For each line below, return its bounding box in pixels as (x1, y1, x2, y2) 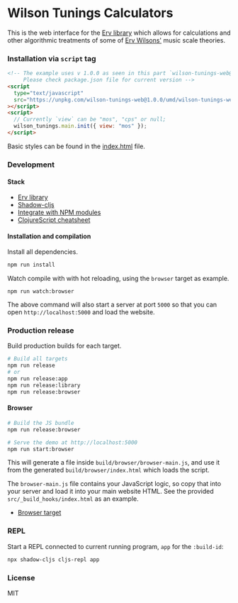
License (7, 572, 35, 582)
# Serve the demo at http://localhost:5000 (7, 438, 138, 446)
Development (7, 160, 55, 170)
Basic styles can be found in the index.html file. (7, 142, 145, 150)
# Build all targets (7, 355, 69, 363)
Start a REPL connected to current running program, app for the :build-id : (7, 542, 224, 551)
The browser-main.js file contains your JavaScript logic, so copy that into (7, 480, 222, 488)
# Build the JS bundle (7, 419, 74, 426)
